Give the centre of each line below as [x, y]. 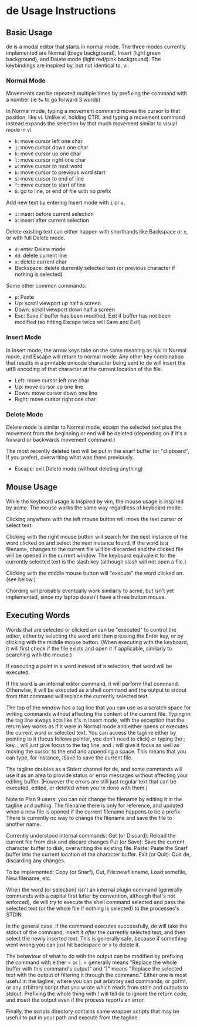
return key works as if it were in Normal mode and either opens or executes [97, 726]
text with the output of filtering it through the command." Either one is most [97, 975]
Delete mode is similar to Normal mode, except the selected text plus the [94, 427]
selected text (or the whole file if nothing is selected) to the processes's [93, 908]
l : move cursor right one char [50, 160]
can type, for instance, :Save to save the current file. [69, 758]
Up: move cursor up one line [49, 386]
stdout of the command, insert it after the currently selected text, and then [96, 932]
